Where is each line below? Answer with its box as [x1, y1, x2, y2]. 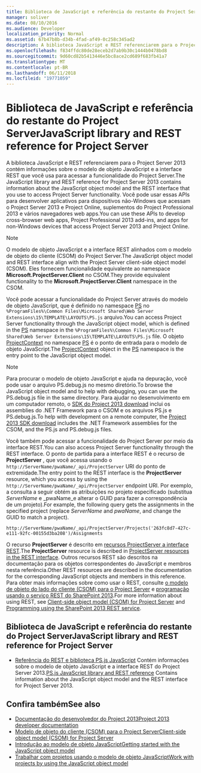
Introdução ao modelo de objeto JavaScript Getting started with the [14, 740, 180, 748]
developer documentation [14, 722, 79, 729]
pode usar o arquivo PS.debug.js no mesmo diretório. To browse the [6, 381, 173, 389]
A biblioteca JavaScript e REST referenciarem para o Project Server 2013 [6, 159, 186, 166]
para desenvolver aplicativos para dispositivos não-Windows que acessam [6, 197, 191, 205]
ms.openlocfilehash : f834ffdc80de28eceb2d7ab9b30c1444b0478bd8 [6, 48, 167, 54]
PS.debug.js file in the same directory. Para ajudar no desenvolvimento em [6, 394, 190, 401]
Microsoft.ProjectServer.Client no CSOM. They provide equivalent [6, 272, 170, 279]
